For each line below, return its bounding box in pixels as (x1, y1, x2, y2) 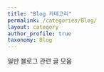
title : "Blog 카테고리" (7, 10, 73, 18)
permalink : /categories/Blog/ (7, 17, 98, 24)
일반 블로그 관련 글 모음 (7, 57, 73, 66)
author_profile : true (7, 30, 72, 37)
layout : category (7, 23, 59, 30)
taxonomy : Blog (7, 37, 53, 44)
